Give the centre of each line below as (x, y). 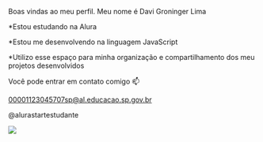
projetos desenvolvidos (46, 65)
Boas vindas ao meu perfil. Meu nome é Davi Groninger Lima (107, 11)
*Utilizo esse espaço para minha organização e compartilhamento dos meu (131, 57)
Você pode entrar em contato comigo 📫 (74, 81)
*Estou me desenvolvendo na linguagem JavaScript (93, 42)
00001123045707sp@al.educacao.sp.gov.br (80, 99)
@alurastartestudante (44, 115)
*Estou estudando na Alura (53, 26)
